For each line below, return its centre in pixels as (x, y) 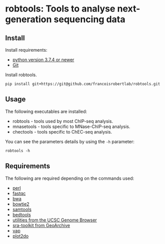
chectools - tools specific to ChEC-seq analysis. (62, 132)
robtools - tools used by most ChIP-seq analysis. (63, 121)
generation (29, 19)
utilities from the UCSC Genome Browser (55, 220)
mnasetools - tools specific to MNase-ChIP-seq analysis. (71, 127)
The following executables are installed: (46, 111)
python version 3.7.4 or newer (43, 60)
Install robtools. (21, 75)
